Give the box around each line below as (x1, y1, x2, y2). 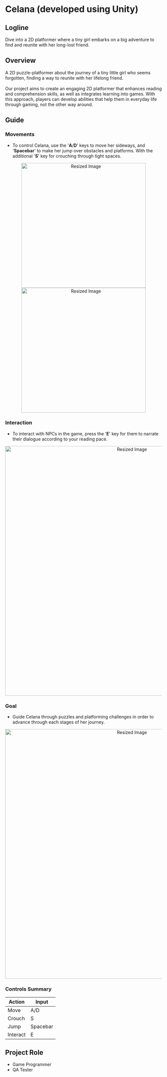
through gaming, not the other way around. (5, 101, 93, 107)
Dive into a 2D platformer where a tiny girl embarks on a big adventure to (5, 36, 155, 42)
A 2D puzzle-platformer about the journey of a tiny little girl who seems (5, 69, 151, 75)
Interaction (5, 419, 32, 426)
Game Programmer (12, 1062, 52, 1068)
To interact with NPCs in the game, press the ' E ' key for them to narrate (12, 430, 159, 436)
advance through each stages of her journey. (12, 719, 105, 725)
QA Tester (12, 1067, 33, 1073)
